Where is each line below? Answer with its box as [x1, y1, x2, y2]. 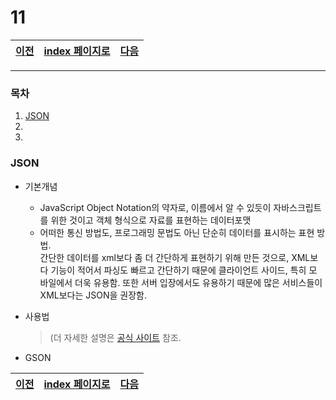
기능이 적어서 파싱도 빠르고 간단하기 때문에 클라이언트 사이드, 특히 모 [50, 264, 318, 276]
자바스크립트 [273, 201, 322, 213]
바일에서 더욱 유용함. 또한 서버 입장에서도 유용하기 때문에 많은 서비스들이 [39, 276, 323, 288]
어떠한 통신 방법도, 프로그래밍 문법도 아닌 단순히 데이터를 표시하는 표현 [39, 226, 315, 238]
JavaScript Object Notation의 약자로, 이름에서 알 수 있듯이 [39, 201, 272, 213]
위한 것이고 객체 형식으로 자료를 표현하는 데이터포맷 [50, 214, 252, 226]
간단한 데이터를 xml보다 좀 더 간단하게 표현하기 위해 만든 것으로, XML [39, 251, 311, 263]
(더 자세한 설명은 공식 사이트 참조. [49, 331, 182, 343]
